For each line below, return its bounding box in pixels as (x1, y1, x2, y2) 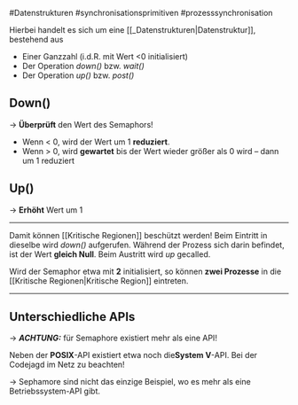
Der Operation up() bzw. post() (21, 70, 135, 81)
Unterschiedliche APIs (9, 309, 136, 324)
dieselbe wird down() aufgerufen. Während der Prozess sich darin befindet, (9, 239, 286, 250)
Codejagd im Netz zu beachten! (9, 359, 126, 370)
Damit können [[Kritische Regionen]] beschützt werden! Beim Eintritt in (9, 230, 268, 240)
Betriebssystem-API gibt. (9, 386, 100, 397)
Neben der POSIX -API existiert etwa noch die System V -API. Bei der (9, 350, 258, 361)
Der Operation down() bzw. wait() (21, 61, 145, 71)
